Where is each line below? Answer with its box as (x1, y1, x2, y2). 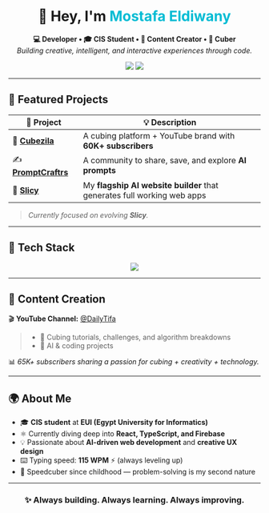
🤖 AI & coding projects (39, 341, 114, 351)
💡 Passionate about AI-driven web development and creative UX (19, 438, 238, 447)
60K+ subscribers (82, 140, 154, 151)
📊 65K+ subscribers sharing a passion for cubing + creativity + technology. (8, 357, 259, 367)
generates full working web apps (82, 190, 207, 201)
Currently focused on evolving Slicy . (27, 210, 149, 219)
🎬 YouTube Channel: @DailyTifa (8, 314, 116, 323)
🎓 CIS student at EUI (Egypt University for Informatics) (19, 418, 208, 427)
